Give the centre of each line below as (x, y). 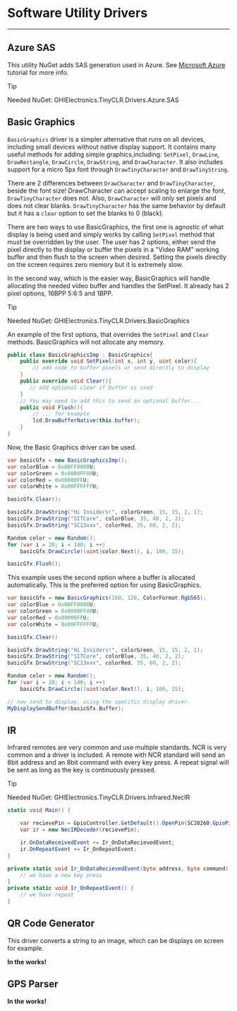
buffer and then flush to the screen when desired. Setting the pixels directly (117, 257)
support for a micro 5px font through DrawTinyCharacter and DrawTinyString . (118, 169)
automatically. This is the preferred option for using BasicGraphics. (104, 585)
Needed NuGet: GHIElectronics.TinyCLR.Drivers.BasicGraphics (99, 321)
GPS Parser (33, 984)
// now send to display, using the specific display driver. (99, 702)
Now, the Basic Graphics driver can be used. (72, 447)
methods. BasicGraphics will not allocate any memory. (86, 342)
